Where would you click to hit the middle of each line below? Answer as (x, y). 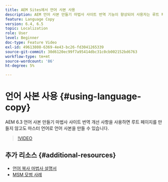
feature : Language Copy (30, 19)
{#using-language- (100, 97)
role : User (16, 33)
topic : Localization (27, 29)
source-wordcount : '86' (30, 61)
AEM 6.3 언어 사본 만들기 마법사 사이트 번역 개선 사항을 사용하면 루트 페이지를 (81, 122)
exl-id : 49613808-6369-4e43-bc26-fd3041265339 (54, 47)
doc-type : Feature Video (31, 43)
